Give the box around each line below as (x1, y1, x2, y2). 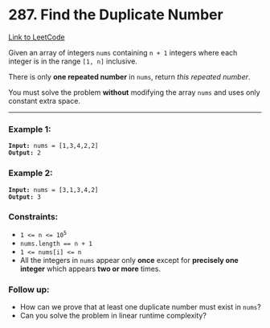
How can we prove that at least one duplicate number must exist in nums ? (19, 302, 261, 312)
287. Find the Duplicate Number (8, 6, 223, 24)
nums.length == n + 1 (19, 240, 92, 248)
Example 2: (8, 167, 53, 178)
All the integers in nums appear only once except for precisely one (19, 255, 239, 264)
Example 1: (8, 123, 51, 134)
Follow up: (8, 284, 50, 295)
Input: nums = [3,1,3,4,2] (8, 186, 99, 194)
